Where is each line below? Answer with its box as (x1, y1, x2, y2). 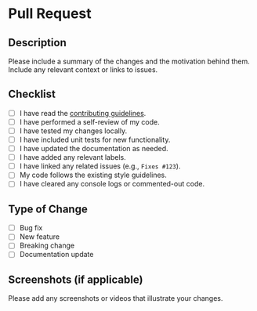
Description (8, 36, 67, 49)
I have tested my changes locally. (19, 126, 128, 136)
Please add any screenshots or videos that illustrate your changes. (8, 294, 223, 303)
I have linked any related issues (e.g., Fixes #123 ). (19, 161, 181, 171)
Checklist (8, 88, 56, 101)
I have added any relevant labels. (19, 153, 127, 162)
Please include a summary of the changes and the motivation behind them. (8, 56, 251, 66)
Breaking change (19, 240, 75, 251)
